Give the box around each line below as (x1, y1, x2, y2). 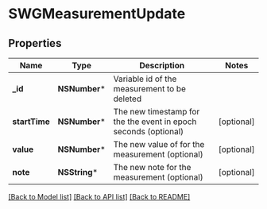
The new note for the (113, 162, 192, 172)
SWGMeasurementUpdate (8, 5, 186, 23)
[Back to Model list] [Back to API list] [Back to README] (8, 192, 191, 201)
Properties (8, 37, 62, 50)
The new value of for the (113, 139, 205, 149)
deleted (113, 93, 141, 104)
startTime (12, 116, 50, 127)
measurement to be (113, 83, 187, 94)
